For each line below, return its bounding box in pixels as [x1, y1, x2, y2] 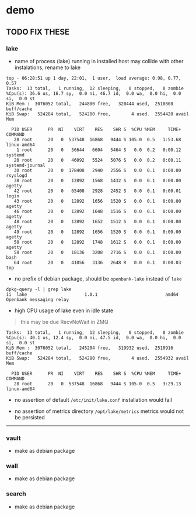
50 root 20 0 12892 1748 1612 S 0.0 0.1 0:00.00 [13, 239, 181, 245]
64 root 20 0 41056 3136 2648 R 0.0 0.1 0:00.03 [13, 259, 181, 265]
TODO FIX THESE [6, 27, 70, 37]
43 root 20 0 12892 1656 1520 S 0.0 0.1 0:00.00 [13, 198, 181, 204]
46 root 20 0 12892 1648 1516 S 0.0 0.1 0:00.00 [13, 209, 181, 214]
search [6, 490, 26, 498]
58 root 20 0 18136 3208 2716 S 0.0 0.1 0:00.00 [13, 250, 181, 255]
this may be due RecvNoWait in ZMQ [20, 318, 109, 325]
